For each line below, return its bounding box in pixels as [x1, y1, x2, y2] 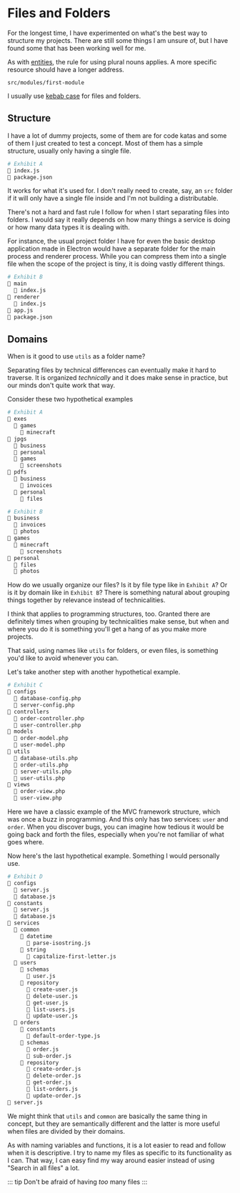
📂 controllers [7, 708, 50, 715]
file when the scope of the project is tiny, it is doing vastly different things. [7, 259, 225, 269]
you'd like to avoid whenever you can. [7, 654, 119, 662]
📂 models [7, 728, 34, 735]
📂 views [7, 781, 31, 789]
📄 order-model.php [14, 734, 69, 742]
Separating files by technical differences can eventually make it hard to [7, 366, 216, 374]
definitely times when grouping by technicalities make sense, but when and [7, 617, 229, 626]
